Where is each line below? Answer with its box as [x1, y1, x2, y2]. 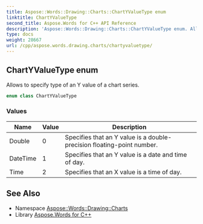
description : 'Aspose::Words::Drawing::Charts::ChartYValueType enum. [6, 25, 188, 32]
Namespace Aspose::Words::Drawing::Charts [14, 204, 128, 212]
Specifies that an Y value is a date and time [65, 150, 187, 159]
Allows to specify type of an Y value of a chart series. [6, 81, 140, 88]
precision [65, 140, 92, 149]
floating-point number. [92, 140, 158, 149]
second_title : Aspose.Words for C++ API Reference [6, 20, 137, 26]
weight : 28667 [6, 37, 42, 43]
